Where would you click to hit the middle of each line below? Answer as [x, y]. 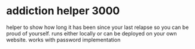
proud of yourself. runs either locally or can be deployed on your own [92, 33]
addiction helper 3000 [63, 11]
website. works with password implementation [63, 40]
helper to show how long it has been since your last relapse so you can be [97, 27]
